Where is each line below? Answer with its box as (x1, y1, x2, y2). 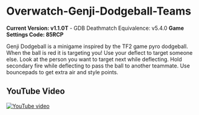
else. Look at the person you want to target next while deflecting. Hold (6, 55, 182, 63)
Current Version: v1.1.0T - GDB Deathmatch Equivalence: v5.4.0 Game (6, 24, 184, 32)
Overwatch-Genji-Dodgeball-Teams (6, 4, 192, 18)
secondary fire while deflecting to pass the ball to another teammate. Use (6, 62, 190, 69)
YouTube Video (6, 86, 66, 97)
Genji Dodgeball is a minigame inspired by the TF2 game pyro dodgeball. (6, 43, 188, 50)
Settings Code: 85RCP (6, 30, 64, 38)
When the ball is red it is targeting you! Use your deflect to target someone (6, 49, 193, 56)
